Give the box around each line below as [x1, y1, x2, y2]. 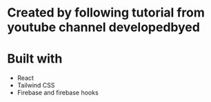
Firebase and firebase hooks [17, 88, 99, 97]
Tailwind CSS [17, 81, 55, 90]
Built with [7, 51, 63, 67]
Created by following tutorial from [7, 5, 205, 21]
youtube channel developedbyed [7, 19, 200, 35]
